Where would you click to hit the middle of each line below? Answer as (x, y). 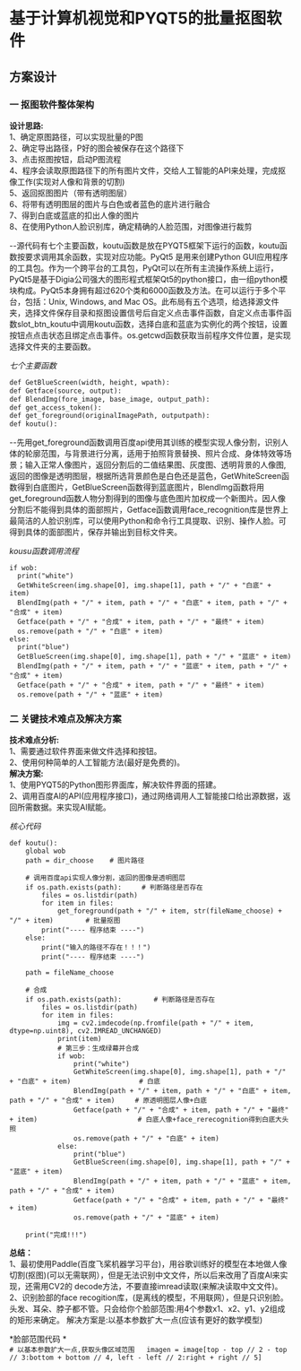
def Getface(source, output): (66, 391)
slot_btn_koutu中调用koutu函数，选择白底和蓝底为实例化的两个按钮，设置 (152, 324)
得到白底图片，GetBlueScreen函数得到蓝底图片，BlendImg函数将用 (140, 487)
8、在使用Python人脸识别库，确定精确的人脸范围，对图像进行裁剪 (131, 226)
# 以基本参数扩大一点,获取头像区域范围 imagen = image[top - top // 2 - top (148, 1350)
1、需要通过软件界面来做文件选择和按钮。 (86, 751)
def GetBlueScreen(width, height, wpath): (90, 382)
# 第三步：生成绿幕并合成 (98, 1049)
